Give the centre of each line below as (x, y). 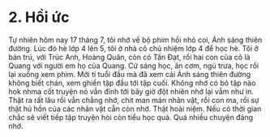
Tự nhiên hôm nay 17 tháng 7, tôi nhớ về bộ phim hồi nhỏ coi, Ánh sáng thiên (135, 40)
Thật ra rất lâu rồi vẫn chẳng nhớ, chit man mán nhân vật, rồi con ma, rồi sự (134, 100)
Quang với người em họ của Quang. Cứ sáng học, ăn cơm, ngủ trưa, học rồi (134, 66)
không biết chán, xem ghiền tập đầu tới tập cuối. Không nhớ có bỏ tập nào (132, 83)
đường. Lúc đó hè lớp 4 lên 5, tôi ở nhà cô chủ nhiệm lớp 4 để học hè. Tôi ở (134, 48)
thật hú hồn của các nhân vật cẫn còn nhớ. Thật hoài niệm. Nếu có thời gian (135, 109)
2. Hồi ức (39, 17)
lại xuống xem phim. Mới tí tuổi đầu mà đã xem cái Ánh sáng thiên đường (130, 74)
